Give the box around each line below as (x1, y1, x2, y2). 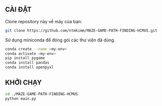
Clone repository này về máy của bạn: (5, 18, 82, 24)
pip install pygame (5, 56, 45, 61)
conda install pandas (5, 60, 50, 65)
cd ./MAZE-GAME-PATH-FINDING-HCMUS (5, 91, 78, 97)
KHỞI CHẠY (5, 78, 42, 87)
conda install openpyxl (5, 65, 54, 70)
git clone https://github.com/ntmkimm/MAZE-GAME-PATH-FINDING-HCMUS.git (5, 28, 158, 33)
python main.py (5, 96, 36, 101)
